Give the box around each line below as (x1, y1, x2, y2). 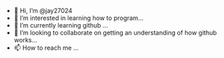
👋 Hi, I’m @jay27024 (13, 7, 73, 14)
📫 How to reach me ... (13, 43, 79, 52)
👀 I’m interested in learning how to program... (13, 14, 144, 22)
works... (13, 36, 38, 44)
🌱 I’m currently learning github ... (13, 21, 108, 29)
